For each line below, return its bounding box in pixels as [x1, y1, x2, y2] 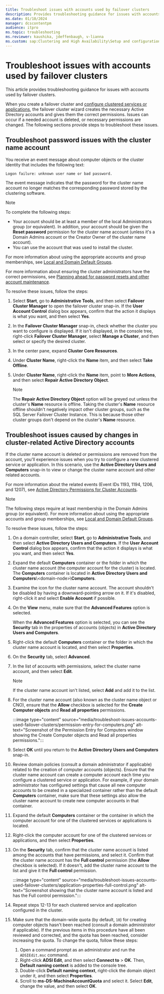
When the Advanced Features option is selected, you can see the [12, 619, 145, 625]
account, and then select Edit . [12, 669, 73, 674]
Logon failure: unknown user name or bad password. [5, 171, 112, 176]
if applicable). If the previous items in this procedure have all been [12, 927, 146, 933]
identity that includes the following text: [5, 162, 85, 167]
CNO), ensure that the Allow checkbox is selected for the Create [12, 702, 143, 708]
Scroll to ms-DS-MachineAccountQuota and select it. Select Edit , [19, 978, 153, 984]
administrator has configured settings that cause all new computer [12, 782, 146, 788]
